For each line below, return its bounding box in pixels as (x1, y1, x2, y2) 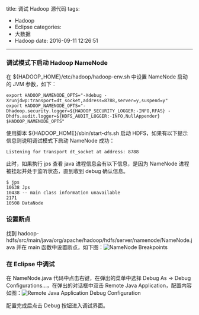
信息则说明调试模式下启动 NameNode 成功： (6, 137, 115, 144)
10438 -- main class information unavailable (6, 190, 120, 196)
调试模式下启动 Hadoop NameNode (6, 58, 108, 67)
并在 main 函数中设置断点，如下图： (16, 243, 104, 251)
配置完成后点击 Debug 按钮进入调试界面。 (6, 302, 108, 309)
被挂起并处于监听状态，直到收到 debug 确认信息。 (6, 168, 129, 175)
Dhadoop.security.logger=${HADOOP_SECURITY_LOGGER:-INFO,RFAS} (6, 108, 166, 114)
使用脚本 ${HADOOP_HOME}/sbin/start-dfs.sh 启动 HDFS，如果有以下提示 (6, 130, 188, 137)
